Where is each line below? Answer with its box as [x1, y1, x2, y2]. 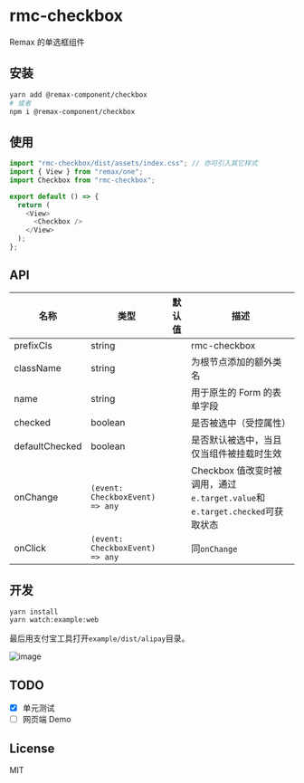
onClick [14, 541, 47, 554]
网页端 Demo [22, 714, 71, 725]
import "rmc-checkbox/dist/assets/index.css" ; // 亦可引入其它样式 [9, 159, 258, 168]
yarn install [9, 607, 59, 616]
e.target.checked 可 [191, 504, 275, 517]
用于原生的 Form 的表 [191, 386, 282, 398]
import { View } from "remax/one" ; [9, 167, 144, 177]
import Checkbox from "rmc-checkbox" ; [9, 176, 156, 185]
